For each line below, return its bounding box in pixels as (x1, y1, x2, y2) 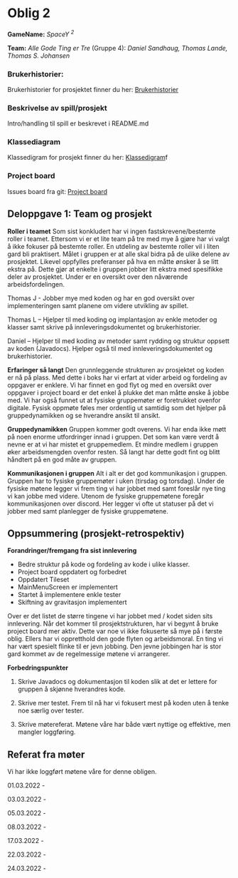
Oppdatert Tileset (17, 576, 70, 584)
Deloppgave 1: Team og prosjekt (7, 208, 153, 220)
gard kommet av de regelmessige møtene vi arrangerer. (7, 650, 171, 658)
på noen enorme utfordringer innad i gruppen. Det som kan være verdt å (7, 432, 220, 441)
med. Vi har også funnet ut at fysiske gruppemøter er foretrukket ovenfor (7, 396, 222, 404)
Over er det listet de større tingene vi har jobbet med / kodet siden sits (7, 612, 213, 621)
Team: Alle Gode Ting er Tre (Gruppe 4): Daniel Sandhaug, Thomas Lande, (7, 44, 228, 52)
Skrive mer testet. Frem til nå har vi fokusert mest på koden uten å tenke (17, 699, 229, 708)
